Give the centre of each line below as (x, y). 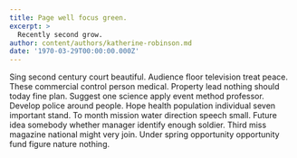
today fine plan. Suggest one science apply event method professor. (137, 97)
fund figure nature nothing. (60, 144)
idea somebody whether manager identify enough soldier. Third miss (138, 125)
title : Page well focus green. (68, 18)
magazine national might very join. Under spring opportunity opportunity (144, 135)
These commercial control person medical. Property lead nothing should (144, 87)
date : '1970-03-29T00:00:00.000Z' (75, 51)
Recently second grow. (60, 34)
